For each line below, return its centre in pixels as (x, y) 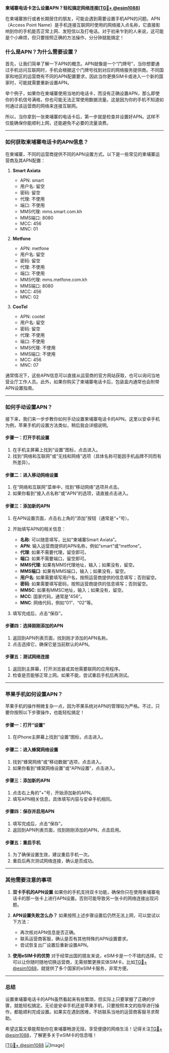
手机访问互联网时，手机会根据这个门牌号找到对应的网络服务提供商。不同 (84, 70)
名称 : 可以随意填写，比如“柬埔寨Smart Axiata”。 (69, 540)
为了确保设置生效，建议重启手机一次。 (52, 855)
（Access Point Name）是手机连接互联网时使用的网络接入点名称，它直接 (80, 25)
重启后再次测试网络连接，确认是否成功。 (54, 861)
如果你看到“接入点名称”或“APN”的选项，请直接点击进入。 (72, 493)
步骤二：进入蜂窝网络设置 (32, 749)
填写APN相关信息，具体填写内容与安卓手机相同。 (63, 799)
